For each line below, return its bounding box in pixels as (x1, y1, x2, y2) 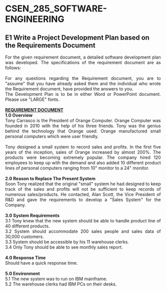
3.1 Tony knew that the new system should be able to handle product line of (5, 218, 161, 223)
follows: (5, 65, 21, 71)
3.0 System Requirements (5, 213, 60, 218)
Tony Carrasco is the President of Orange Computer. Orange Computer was (5, 118, 161, 123)
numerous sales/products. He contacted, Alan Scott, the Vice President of (5, 192, 161, 197)
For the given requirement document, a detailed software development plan (5, 54, 161, 60)
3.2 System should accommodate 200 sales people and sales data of (5, 228, 161, 234)
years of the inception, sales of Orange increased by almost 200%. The (5, 149, 161, 155)
